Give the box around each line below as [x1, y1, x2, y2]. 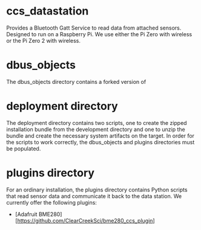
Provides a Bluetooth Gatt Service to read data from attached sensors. [6, 24, 182, 31]
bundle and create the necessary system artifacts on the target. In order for [6, 132, 195, 139]
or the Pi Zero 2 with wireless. [6, 37, 81, 44]
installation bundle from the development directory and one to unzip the [6, 126, 186, 133]
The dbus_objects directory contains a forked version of [6, 78, 147, 85]
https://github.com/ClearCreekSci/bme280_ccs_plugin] [17, 217, 156, 224]
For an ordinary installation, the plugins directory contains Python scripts [6, 186, 188, 193]
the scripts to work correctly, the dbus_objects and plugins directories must [6, 138, 195, 145]
